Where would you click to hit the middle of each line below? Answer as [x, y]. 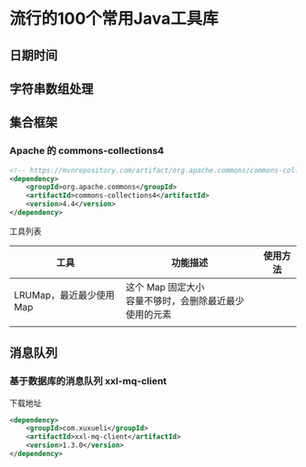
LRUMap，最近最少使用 [65, 295]
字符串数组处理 [51, 89]
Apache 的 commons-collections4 [87, 151]
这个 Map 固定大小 [165, 287]
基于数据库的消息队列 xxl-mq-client [88, 381]
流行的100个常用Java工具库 [114, 19]
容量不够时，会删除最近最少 [185, 300]
